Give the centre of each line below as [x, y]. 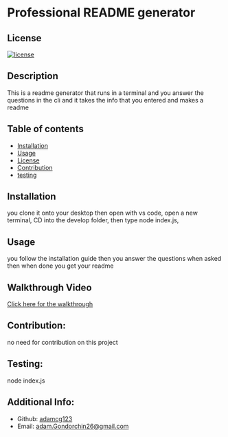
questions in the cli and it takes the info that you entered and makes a [105, 100]
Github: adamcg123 [45, 418]
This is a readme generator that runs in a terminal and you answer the [106, 93]
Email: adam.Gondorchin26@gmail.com [73, 426]
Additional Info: [41, 402]
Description [33, 76]
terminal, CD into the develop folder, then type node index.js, [93, 220]
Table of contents [45, 129]
